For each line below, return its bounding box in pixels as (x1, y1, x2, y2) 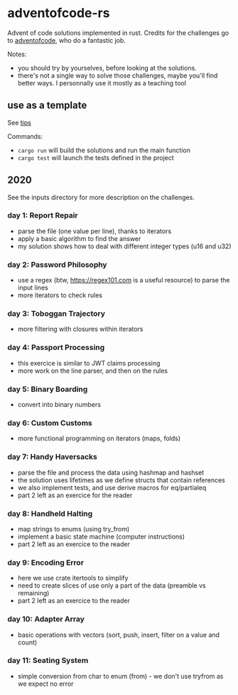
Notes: (7, 50, 27, 58)
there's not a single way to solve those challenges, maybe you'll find (17, 71, 218, 80)
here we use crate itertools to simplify (17, 574, 129, 583)
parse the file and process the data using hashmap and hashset (17, 468, 205, 477)
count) (17, 638, 38, 647)
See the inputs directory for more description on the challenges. (7, 193, 195, 201)
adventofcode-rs (7, 5, 110, 21)
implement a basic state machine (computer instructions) (17, 532, 185, 541)
